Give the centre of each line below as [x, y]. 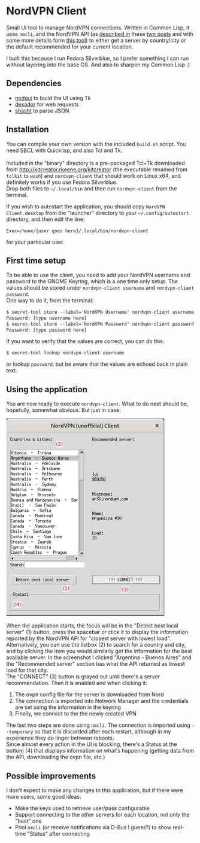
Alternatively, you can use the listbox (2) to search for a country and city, [96, 645]
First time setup [36, 261]
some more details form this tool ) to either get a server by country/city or [96, 40]
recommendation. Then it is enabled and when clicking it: [77, 683]
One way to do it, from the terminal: [50, 301]
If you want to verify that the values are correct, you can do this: [85, 341]
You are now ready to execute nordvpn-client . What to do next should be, [97, 404]
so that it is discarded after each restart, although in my [103, 732]
